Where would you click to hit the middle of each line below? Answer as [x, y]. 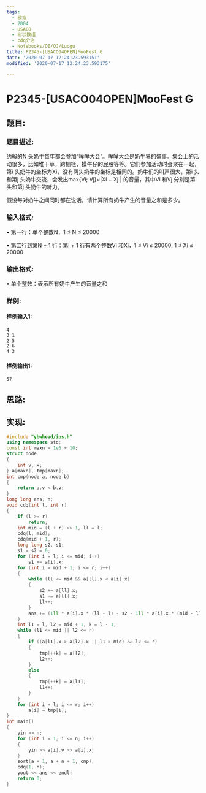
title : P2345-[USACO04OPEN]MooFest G [55, 52]
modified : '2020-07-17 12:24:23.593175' [59, 63]
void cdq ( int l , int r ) [37, 505]
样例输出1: [19, 366]
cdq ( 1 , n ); [31, 767]
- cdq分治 [23, 40]
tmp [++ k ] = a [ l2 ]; [63, 653]
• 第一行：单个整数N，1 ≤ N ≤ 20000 [53, 232]
